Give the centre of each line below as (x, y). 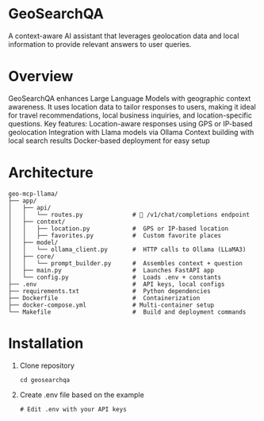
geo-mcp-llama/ (33, 194)
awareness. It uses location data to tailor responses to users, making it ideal (132, 106)
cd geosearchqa (45, 380)
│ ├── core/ (32, 256)
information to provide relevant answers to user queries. (100, 44)
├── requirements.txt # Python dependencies (110, 291)
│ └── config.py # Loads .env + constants (115, 277)
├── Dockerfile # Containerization (104, 298)
